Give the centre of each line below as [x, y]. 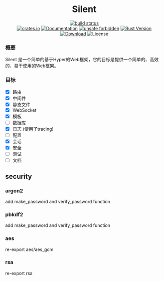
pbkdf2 [14, 214]
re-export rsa [19, 273]
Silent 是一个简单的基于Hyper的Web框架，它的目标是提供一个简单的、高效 [82, 60]
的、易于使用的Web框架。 [32, 66]
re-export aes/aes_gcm [29, 249]
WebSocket [24, 110]
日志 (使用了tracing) [33, 129]
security [19, 176]
